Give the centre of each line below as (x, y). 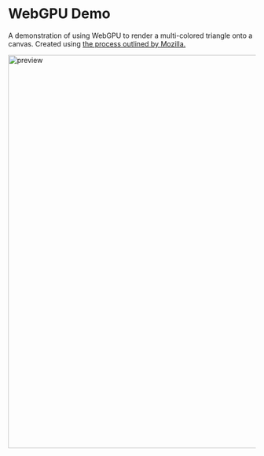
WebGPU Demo (59, 14)
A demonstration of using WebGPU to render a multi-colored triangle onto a (130, 35)
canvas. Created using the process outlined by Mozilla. (97, 43)
